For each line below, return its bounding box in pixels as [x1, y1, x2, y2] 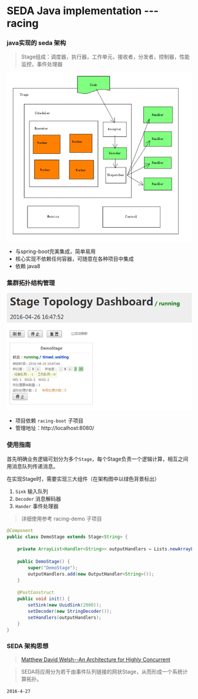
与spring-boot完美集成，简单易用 [15, 248, 96, 255]
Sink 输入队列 [15, 488, 49, 495]
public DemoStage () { [17, 559, 70, 565]
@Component [6, 527, 33, 533]
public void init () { [17, 596, 70, 602]
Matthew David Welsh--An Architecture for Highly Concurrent [21, 656, 171, 663]
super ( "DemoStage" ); [28, 565, 78, 570]
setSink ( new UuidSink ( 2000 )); [28, 602, 102, 608]
